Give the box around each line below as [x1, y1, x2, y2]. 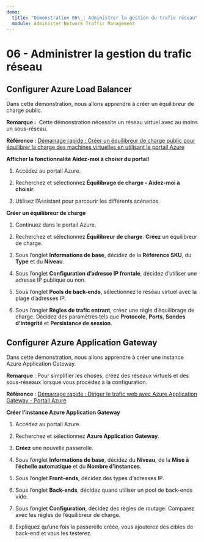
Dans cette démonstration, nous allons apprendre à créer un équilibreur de [6, 100, 194, 108]
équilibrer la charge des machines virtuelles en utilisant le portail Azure [6, 143, 185, 151]
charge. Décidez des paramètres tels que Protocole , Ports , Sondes [15, 313, 186, 320]
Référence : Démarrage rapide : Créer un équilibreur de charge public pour [6, 137, 195, 145]
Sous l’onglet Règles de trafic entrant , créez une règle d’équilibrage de [15, 307, 195, 314]
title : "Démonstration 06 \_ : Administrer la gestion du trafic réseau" [12, 15, 199, 21]
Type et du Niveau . [15, 258, 65, 265]
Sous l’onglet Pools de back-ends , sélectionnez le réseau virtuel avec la [15, 288, 197, 296]
